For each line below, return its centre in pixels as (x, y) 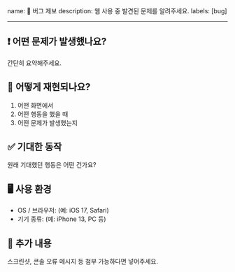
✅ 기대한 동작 (35, 147)
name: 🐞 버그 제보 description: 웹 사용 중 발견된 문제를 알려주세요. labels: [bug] (117, 11)
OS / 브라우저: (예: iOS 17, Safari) (63, 210)
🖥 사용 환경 (29, 189)
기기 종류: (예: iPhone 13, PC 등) (62, 219)
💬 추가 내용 (30, 243)
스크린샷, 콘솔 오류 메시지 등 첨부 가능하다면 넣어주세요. (83, 262)
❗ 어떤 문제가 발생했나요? (57, 42)
